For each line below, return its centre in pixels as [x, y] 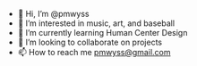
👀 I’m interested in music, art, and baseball [96, 23]
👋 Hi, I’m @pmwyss [53, 14]
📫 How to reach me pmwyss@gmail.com [94, 52]
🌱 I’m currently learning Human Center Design [103, 33]
